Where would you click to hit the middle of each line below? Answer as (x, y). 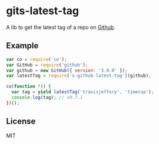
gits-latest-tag (43, 11)
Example (22, 46)
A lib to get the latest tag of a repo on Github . (61, 27)
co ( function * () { (29, 87)
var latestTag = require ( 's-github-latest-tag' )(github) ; (79, 76)
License (21, 121)
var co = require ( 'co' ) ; (37, 59)
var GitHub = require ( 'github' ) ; (47, 65)
